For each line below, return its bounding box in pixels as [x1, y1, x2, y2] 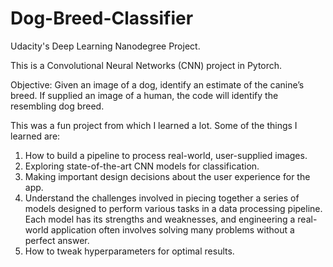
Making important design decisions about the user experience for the [24, 170, 311, 182]
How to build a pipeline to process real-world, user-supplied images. [24, 149, 308, 161]
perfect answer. [24, 234, 90, 246]
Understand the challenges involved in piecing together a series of [24, 192, 300, 204]
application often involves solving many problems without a [50, 223, 295, 236]
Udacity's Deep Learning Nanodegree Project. [10, 40, 201, 52]
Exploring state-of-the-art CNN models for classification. [24, 160, 260, 172]
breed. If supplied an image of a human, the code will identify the [10, 89, 279, 101]
